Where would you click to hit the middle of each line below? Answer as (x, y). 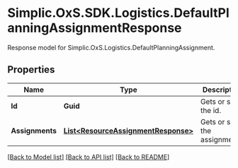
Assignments (34, 131)
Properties (31, 70)
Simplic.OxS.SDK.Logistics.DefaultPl (118, 13)
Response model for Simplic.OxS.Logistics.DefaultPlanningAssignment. (111, 47)
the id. (211, 110)
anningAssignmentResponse (95, 28)
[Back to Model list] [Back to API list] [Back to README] (89, 157)
